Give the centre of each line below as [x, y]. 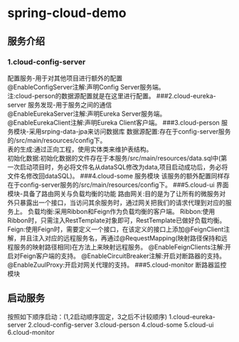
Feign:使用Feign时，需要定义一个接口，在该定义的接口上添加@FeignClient [116, 229]
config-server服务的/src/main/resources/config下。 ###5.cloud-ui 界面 [124, 185]
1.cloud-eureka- [192, 316]
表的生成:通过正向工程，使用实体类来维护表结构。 [80, 149]
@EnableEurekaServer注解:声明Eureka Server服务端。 [87, 113]
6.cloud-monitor [31, 332]
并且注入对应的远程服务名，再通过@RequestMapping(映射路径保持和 [121, 238]
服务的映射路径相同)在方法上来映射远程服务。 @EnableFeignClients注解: [119, 247]
